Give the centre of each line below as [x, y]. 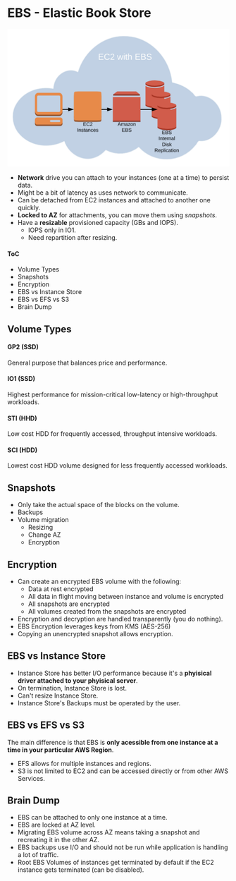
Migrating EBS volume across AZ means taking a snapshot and [108, 832]
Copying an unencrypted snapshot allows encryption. [95, 634]
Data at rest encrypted [61, 589]
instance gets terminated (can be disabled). [81, 870]
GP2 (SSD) [23, 347]
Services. [31, 778]
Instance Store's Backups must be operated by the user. [99, 703]
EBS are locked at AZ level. [57, 825]
